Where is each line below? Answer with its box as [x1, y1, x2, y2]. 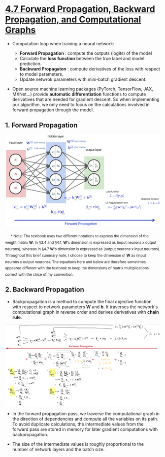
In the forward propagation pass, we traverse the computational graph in [12, 411, 160, 417]
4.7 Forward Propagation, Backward [5, 3, 155, 15]
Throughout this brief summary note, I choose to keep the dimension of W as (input [5, 253, 146, 258]
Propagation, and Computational [5, 14, 141, 25]
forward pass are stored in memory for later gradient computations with [12, 426, 158, 432]
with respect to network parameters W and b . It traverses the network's [12, 304, 158, 310]
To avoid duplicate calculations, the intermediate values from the [12, 421, 144, 427]
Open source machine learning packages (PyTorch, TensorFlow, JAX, [12, 86, 154, 92]
